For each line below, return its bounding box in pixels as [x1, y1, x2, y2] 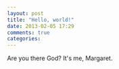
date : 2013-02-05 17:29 [7, 23, 75, 29]
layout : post [7, 10, 44, 17]
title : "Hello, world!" [7, 16, 75, 23]
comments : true [7, 29, 50, 36]
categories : [7, 36, 41, 42]
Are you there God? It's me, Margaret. [7, 54, 113, 62]
